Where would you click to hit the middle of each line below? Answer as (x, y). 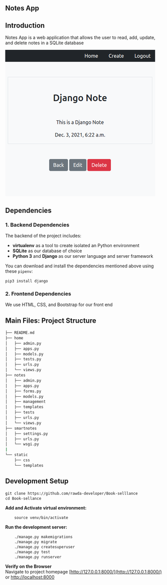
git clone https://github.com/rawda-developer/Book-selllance (71, 493)
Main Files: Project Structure (51, 320)
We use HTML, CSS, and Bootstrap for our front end (59, 305)
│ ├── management (26, 402)
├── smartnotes (21, 428)
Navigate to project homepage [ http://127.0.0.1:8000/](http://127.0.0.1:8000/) (83, 571)
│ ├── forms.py (23, 391)
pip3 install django (27, 281)
